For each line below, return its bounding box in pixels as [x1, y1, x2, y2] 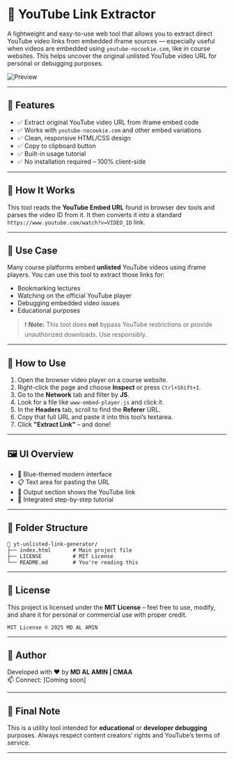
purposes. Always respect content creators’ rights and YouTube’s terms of [7, 731, 221, 740]
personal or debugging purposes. [7, 59, 104, 67]
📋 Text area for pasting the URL [17, 478, 110, 486]
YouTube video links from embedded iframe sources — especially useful [7, 36, 215, 45]
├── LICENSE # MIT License [7, 553, 114, 560]
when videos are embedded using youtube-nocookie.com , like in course [7, 44, 211, 52]
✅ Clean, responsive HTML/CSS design [17, 133, 131, 142]
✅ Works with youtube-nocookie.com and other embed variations [17, 126, 202, 134]
